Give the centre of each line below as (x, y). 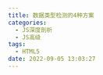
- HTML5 (28, 52)
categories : (27, 23)
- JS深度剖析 (34, 30)
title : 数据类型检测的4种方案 (51, 15)
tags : (17, 45)
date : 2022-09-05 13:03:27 (52, 59)
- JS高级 (28, 37)
